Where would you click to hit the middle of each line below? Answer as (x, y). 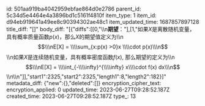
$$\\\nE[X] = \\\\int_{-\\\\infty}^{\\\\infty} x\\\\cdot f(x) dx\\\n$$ (103, 67)
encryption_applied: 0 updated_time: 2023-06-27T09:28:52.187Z (88, 89)
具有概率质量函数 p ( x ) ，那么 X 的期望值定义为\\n (65, 37)
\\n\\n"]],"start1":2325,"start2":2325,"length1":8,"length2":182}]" (86, 77)
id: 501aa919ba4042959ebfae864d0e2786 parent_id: (74, 9)
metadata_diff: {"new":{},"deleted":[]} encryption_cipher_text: (84, 83)
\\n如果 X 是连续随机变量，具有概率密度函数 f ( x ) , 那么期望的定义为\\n (91, 57)
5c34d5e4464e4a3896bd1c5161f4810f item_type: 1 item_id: (82, 15)
